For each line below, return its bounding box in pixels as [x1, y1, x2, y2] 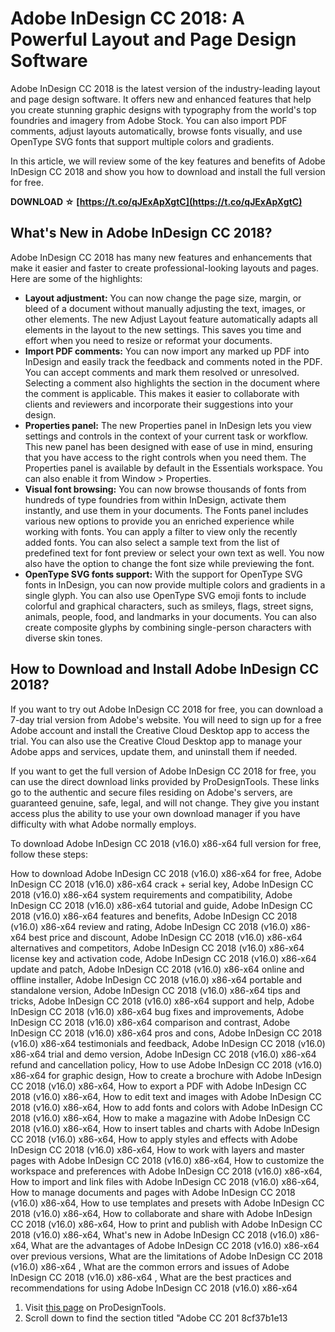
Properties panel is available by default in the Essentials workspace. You [24, 462, 323, 474]
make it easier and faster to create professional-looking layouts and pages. [10, 262, 319, 274]
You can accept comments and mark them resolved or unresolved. [24, 366, 300, 378]
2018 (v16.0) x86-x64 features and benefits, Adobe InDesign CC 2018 [10, 910, 298, 922]
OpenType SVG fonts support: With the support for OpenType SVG [24, 568, 303, 580]
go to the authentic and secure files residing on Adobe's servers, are [10, 786, 293, 798]
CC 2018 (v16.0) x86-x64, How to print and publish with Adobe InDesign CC [10, 1218, 323, 1230]
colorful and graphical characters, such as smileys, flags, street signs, [24, 600, 314, 612]
